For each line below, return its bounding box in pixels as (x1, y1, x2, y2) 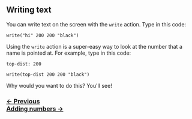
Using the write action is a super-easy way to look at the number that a (6, 43, 183, 50)
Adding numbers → (6, 105, 64, 113)
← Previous (6, 97, 40, 105)
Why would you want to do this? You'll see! (6, 82, 112, 89)
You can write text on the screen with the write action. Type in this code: (6, 20, 187, 28)
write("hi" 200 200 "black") (6, 32, 79, 38)
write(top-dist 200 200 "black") (6, 72, 90, 78)
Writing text (6, 5, 52, 15)
